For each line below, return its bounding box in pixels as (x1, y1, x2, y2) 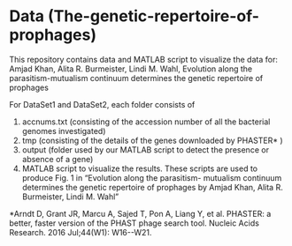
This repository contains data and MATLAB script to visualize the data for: (9, 54, 279, 64)
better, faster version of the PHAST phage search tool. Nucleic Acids (9, 218, 259, 228)
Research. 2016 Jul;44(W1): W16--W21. (9, 227, 152, 237)
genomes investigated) (21, 125, 106, 136)
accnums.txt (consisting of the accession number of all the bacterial (21, 116, 271, 127)
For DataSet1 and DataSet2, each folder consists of (9, 99, 196, 109)
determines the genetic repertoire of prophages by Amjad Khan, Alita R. (21, 182, 283, 192)
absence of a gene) (21, 153, 94, 164)
